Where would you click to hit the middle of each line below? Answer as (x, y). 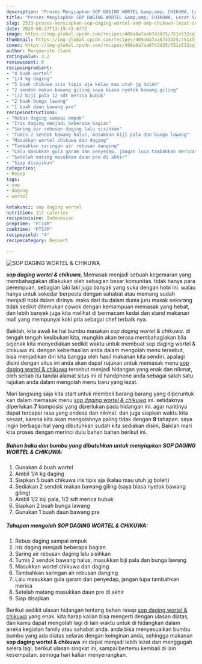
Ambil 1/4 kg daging (39, 474)
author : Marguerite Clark (38, 51)
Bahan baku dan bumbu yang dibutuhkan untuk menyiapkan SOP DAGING (101, 446)
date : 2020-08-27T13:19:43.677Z (47, 29)
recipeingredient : (29, 68)
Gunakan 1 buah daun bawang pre (57, 512)
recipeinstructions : (32, 112)
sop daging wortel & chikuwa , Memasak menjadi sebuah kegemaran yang (99, 275)
